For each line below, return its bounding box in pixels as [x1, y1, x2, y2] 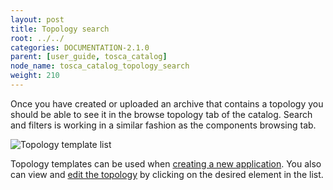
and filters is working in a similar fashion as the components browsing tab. [10, 119, 317, 131]
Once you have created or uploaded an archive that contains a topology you [10, 97, 324, 110]
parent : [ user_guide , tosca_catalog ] [10, 52, 168, 62]
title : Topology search [10, 24, 110, 34]
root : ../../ [10, 33, 65, 43]
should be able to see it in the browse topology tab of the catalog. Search [10, 108, 313, 120]
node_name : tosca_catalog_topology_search [10, 61, 190, 71]
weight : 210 [10, 71, 60, 81]
